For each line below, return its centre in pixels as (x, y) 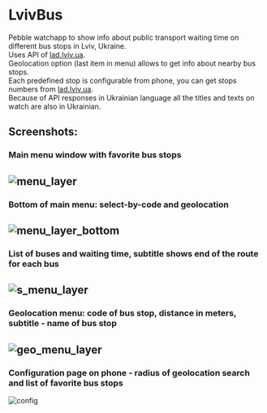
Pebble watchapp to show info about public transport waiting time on (124, 37)
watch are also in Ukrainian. (55, 106)
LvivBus (36, 15)
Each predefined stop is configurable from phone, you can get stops (123, 80)
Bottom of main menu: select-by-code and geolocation (118, 204)
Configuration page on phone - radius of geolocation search (129, 372)
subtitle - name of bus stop (63, 324)
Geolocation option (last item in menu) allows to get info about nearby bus (132, 63)
